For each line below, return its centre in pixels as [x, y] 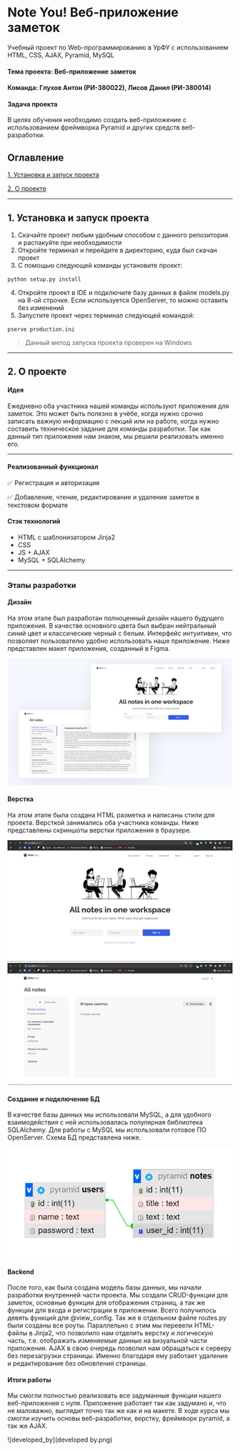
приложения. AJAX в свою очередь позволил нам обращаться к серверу [120, 1348]
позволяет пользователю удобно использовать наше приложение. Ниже [119, 641]
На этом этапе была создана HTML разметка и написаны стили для [111, 814]
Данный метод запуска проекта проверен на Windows [108, 342]
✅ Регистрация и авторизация [54, 482]
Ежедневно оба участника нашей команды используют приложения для [119, 406]
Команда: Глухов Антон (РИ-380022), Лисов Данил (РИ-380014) [110, 88]
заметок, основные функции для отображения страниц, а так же [106, 1303]
